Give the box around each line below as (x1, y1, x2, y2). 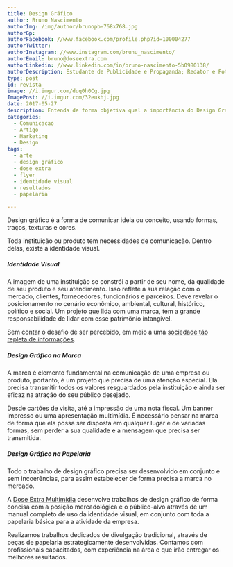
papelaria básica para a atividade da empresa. (7, 518, 139, 526)
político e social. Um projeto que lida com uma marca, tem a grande (7, 307, 200, 316)
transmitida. (7, 434, 42, 442)
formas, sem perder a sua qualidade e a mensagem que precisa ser (7, 426, 200, 434)
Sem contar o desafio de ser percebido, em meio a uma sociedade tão (7, 328, 209, 337)
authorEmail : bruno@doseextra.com (7, 56, 107, 62)
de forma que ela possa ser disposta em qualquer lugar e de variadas (7, 419, 206, 428)
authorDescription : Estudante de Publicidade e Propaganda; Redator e (7, 68, 216, 75)
